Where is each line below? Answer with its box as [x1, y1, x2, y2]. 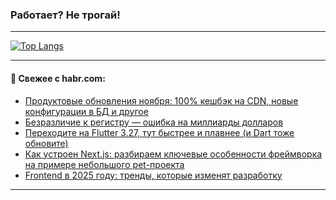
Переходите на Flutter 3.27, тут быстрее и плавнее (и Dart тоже [24, 126, 295, 138]
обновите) [24, 137, 69, 149]
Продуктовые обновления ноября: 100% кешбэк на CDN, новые [24, 94, 299, 107]
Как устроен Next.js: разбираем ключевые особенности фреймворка [24, 148, 323, 160]
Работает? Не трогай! [10, 8, 121, 22]
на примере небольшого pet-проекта [24, 158, 185, 170]
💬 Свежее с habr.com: [10, 72, 106, 84]
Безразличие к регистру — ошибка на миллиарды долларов [24, 116, 284, 128]
